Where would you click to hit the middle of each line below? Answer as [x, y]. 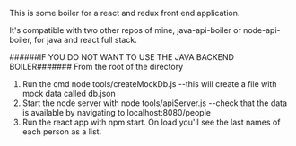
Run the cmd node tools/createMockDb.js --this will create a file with [149, 84]
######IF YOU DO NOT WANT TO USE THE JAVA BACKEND [122, 57]
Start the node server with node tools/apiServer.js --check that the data [155, 103]
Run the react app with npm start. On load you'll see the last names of [151, 122]
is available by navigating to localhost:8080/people [116, 112]
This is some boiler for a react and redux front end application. [125, 13]
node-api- [262, 30]
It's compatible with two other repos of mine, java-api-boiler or [126, 30]
